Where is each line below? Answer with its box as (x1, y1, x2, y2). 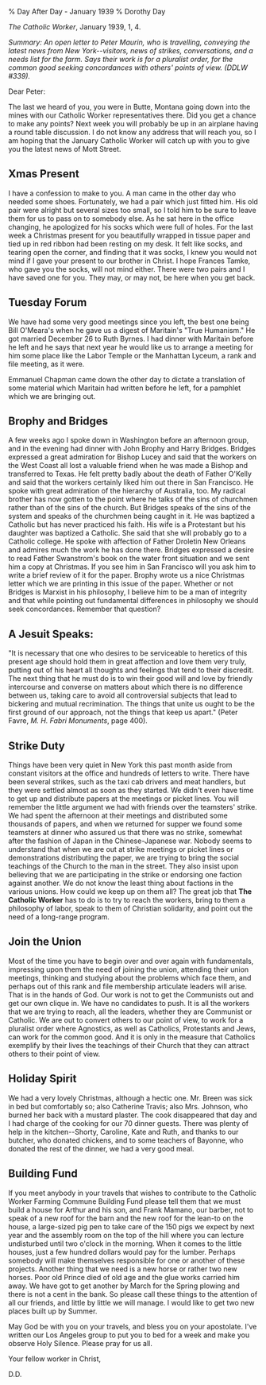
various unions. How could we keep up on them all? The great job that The (8, 887, 253, 896)
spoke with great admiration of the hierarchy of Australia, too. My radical (8, 486, 246, 496)
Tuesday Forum (8, 296, 87, 309)
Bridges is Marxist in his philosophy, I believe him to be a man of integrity (8, 587, 248, 597)
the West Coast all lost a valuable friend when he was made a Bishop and (8, 461, 249, 470)
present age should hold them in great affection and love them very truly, (8, 657, 247, 667)
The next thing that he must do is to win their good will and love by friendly (8, 674, 253, 683)
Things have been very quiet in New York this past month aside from (8, 760, 233, 770)
